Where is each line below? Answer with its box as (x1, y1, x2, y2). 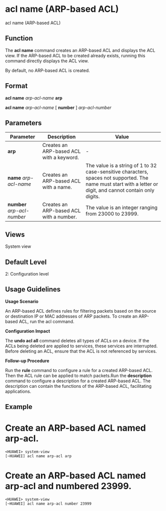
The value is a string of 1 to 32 (85, 162, 157, 169)
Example (5, 403, 33, 411)
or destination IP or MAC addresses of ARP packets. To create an (5, 313, 138, 319)
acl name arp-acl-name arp (5, 95, 63, 101)
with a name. (42, 184, 72, 191)
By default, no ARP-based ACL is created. (5, 67, 90, 73)
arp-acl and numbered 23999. (5, 481, 132, 492)
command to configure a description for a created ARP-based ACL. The (5, 377, 151, 384)
